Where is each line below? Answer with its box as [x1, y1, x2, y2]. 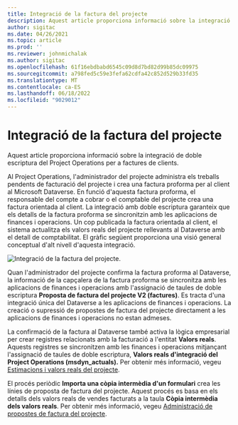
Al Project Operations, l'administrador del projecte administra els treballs [7, 172, 220, 180]
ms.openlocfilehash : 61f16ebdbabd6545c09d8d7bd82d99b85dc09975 [7, 63, 199, 71]
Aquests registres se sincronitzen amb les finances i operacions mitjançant [7, 342, 227, 351]
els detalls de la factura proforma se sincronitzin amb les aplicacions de [7, 210, 217, 218]
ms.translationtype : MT [7, 76, 78, 84]
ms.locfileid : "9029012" [7, 97, 81, 104]
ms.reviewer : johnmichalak [7, 51, 87, 58]
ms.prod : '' [7, 43, 43, 51]
